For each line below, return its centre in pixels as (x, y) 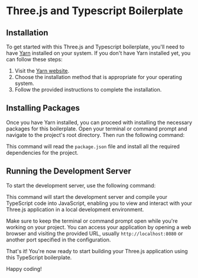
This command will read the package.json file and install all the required (93, 146)
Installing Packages (43, 108)
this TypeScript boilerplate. (39, 257)
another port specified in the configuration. (59, 240)
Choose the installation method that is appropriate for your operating (98, 77)
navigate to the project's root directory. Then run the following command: (95, 135)
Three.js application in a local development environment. (75, 209)
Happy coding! (24, 269)
